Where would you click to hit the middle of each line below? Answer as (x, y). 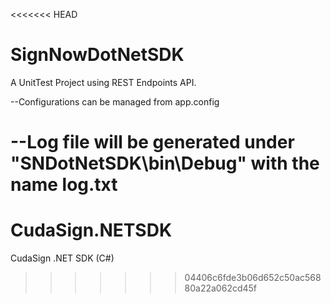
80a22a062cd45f (221, 288)
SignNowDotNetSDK (97, 55)
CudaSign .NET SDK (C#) (62, 258)
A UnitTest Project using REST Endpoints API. (103, 82)
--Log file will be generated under (152, 142)
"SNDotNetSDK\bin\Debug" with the (165, 163)
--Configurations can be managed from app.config (115, 101)
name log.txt (64, 185)
